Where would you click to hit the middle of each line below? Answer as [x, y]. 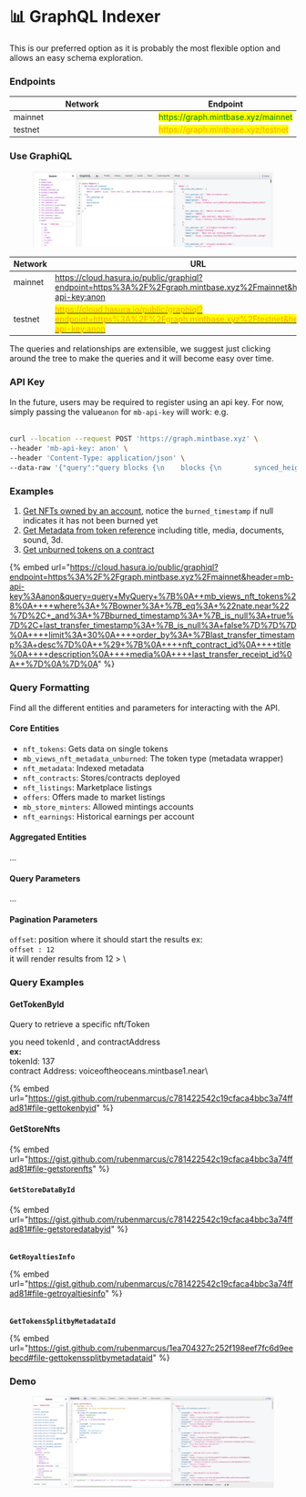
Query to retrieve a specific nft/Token [80, 1024]
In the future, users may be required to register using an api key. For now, [147, 402]
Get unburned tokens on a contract [88, 550]
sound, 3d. [43, 540]
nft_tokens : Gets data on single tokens [95, 748]
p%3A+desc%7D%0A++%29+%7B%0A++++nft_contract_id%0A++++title [150, 645]
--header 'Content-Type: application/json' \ [97, 458]
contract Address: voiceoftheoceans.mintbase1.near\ [109, 1071]
